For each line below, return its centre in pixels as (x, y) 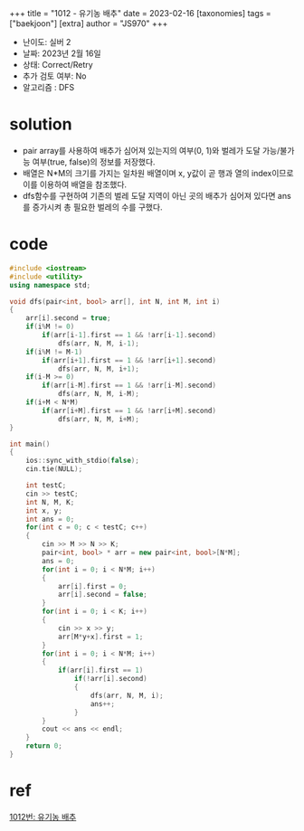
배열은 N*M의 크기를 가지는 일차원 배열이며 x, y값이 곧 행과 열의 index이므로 (158, 173)
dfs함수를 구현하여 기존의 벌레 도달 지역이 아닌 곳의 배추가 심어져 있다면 (149, 195)
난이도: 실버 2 (47, 42)
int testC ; (46, 486)
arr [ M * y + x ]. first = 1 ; (100, 637)
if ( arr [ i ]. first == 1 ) (100, 670)
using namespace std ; (50, 285)
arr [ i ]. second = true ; (68, 318)
